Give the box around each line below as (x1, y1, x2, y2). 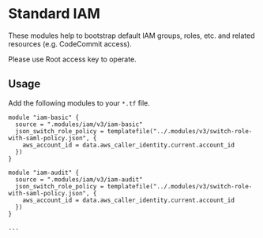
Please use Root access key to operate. (8, 54, 137, 64)
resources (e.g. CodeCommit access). (8, 39, 132, 48)
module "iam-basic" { (8, 113, 80, 121)
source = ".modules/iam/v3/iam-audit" (15, 175, 144, 184)
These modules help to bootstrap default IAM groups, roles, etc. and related (8, 31, 255, 40)
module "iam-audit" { (8, 169, 80, 177)
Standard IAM (8, 5, 101, 23)
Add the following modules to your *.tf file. (8, 98, 150, 107)
